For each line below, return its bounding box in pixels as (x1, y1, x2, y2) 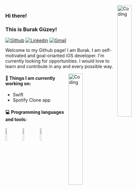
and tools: (5, 116, 27, 122)
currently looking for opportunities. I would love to (5, 58, 110, 64)
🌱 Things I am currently (5, 75, 56, 81)
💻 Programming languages (5, 109, 64, 115)
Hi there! (5, 12, 27, 19)
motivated (5, 53, 26, 59)
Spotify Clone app (12, 97, 51, 103)
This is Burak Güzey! (5, 25, 57, 33)
